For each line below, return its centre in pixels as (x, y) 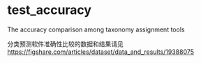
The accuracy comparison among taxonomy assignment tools (96, 29)
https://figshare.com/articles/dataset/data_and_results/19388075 (100, 52)
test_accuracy (50, 10)
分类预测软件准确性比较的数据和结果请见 (65, 43)
